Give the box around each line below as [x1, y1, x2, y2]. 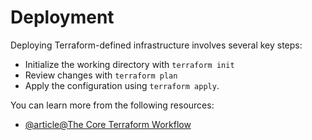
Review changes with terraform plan [24, 69, 178, 81]
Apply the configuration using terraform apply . [24, 79, 220, 91]
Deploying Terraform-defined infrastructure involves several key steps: [10, 39, 303, 51]
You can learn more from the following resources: [10, 99, 215, 111]
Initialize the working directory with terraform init [24, 58, 235, 70]
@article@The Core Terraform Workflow [24, 118, 192, 130]
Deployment [10, 6, 115, 29]
